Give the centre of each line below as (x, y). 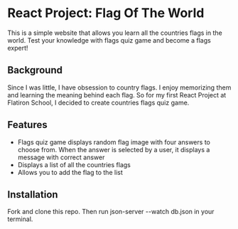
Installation (33, 195)
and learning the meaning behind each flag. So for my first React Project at (117, 95)
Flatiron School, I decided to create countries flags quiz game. (98, 102)
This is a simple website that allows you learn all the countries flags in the (115, 33)
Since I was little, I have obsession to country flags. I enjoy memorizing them (119, 87)
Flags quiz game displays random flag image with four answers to (114, 142)
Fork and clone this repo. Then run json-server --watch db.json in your (111, 212)
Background (35, 70)
